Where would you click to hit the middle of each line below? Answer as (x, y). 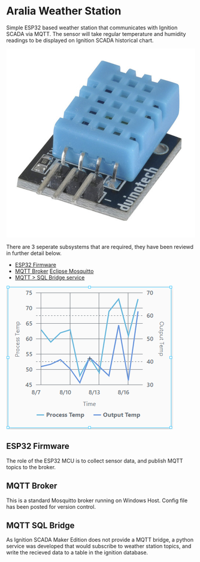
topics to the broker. (31, 467)
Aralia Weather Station (64, 11)
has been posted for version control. (51, 506)
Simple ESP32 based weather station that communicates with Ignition (92, 28)
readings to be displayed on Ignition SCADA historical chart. (80, 40)
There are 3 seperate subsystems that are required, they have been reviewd (100, 247)
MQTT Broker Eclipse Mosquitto (54, 271)
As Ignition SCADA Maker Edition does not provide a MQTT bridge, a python (100, 540)
